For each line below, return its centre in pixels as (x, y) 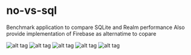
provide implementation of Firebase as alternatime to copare (81, 33)
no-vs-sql (32, 11)
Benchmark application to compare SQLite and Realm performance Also (95, 27)
